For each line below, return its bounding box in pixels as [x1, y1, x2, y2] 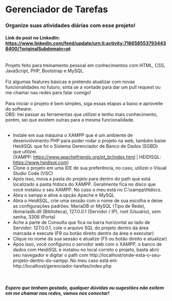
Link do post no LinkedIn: [5, 34, 60, 41]
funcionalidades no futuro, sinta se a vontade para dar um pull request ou [5, 84, 161, 90]
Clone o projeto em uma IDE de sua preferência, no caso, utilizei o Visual [12, 165, 167, 171]
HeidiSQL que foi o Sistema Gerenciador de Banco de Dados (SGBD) [12, 143, 158, 149]
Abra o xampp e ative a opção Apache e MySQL [12, 192, 114, 198]
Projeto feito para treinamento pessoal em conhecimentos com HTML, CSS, [5, 63, 165, 69]
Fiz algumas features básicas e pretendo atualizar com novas [5, 78, 135, 85]
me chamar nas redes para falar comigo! [5, 90, 91, 96]
